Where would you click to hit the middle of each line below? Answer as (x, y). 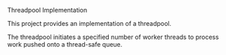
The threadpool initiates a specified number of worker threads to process (113, 37)
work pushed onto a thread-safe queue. (65, 44)
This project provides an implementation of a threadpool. (89, 23)
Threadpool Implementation (47, 10)
